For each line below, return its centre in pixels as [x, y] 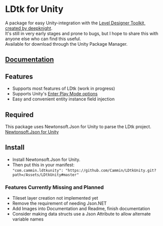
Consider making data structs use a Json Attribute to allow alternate [81, 214]
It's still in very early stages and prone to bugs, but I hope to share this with [82, 33]
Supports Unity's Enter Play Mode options [55, 94]
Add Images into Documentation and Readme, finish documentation [81, 209]
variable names [28, 219]
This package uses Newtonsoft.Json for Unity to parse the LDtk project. [78, 126]
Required [19, 114]
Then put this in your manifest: [43, 164]
